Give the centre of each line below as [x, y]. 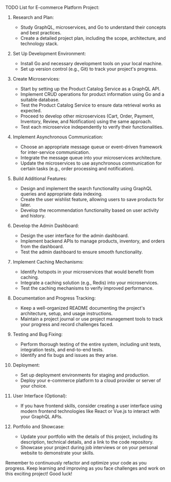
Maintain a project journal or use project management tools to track [92, 319]
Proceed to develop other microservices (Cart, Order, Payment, [87, 116]
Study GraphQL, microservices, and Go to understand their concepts [93, 27]
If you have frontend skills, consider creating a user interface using [91, 406]
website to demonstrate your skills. [58, 453]
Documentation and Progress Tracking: [54, 298]
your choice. [34, 386]
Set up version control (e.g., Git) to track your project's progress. [89, 69]
